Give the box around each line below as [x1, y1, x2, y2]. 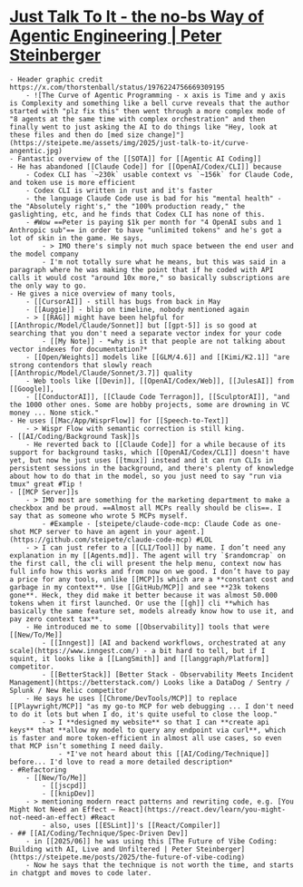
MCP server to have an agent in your [29, 527, 172, 536]
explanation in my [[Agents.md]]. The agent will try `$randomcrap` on [9, 551, 286, 560]
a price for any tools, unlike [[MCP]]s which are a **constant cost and [9, 574, 295, 584]
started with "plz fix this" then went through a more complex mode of [9, 106, 286, 115]
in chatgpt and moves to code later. [9, 868, 152, 877]
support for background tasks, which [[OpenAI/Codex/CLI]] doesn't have [9, 447, 290, 457]
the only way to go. [9, 281, 88, 290]
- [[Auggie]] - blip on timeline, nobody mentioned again [25, 305, 249, 314]
